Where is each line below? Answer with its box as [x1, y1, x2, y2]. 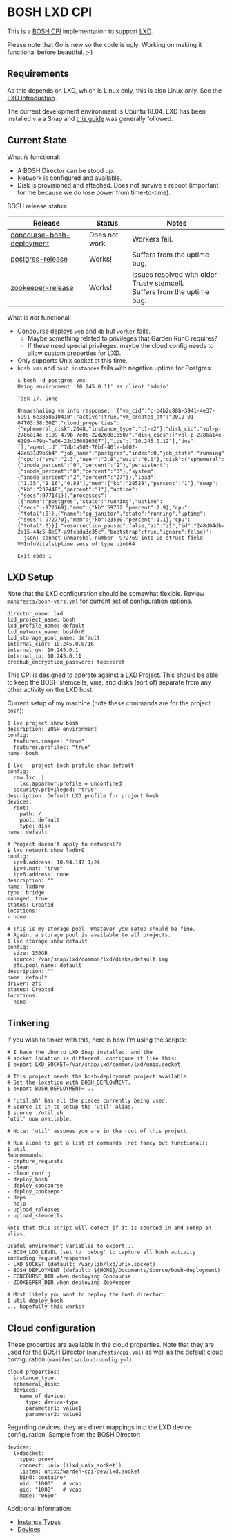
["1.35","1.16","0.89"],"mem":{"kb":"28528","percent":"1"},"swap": [17, 480, 219, 487]
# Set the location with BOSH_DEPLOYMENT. [7, 1079, 131, 1087]
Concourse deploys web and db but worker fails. [17, 327, 151, 335]
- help [7, 1200, 26, 1208]
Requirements [7, 68, 69, 80]
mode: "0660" [19, 1492, 57, 1499]
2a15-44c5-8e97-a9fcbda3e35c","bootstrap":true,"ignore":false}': [17, 528, 213, 535]
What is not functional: [7, 313, 72, 322]
